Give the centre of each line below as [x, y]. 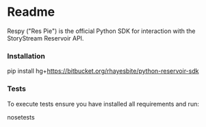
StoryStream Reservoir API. [46, 38]
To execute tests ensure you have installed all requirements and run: [103, 104]
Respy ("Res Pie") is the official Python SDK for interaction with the [102, 31]
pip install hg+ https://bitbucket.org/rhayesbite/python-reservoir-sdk [103, 71]
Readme [31, 12]
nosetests [21, 117]
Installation [26, 56]
